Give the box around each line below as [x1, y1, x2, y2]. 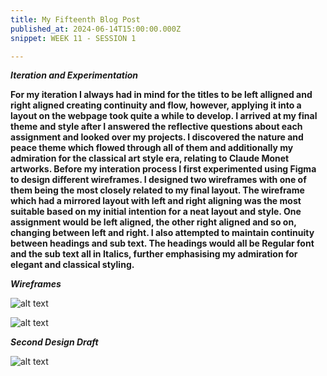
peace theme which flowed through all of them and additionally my [10, 142, 294, 154]
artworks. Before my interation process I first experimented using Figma [10, 163, 317, 175]
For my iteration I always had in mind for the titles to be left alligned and [10, 89, 313, 101]
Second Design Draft [10, 336, 99, 348]
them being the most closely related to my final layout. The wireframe [10, 184, 305, 196]
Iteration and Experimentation [10, 69, 139, 81]
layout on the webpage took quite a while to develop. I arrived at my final [10, 110, 318, 122]
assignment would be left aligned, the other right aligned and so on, [10, 216, 297, 228]
